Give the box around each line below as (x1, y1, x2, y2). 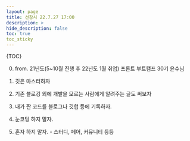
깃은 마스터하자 (14, 78, 51, 84)
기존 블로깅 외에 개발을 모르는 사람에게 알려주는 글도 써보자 (14, 90, 152, 97)
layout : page (6, 8, 39, 15)
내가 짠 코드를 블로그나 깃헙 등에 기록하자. (14, 103, 112, 110)
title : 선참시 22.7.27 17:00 (6, 14, 75, 20)
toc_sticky (6, 36, 33, 42)
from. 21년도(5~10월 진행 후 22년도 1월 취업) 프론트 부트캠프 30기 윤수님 (14, 65, 185, 72)
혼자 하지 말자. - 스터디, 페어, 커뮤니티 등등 (14, 129, 114, 135)
